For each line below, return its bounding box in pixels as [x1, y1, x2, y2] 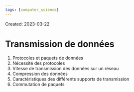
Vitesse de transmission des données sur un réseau [12, 65, 119, 71]
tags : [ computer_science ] [5, 7, 59, 12]
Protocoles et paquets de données [12, 55, 84, 61]
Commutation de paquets [12, 81, 65, 87]
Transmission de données [5, 38, 115, 50]
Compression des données [12, 71, 68, 77]
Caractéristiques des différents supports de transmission [12, 76, 130, 82]
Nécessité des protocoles [12, 60, 65, 66]
